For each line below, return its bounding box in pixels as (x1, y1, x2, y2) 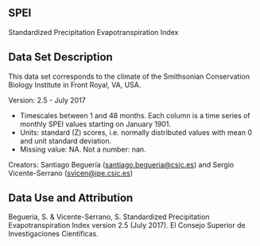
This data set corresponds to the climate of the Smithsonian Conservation (8, 71, 250, 81)
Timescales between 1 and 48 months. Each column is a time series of (19, 110, 250, 120)
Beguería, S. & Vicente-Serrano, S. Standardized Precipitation (8, 212, 210, 221)
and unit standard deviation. (19, 136, 112, 145)
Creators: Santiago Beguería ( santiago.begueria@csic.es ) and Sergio (8, 160, 235, 169)
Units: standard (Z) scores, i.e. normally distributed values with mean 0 (19, 127, 253, 137)
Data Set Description (8, 51, 113, 64)
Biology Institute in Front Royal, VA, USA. (8, 79, 142, 90)
